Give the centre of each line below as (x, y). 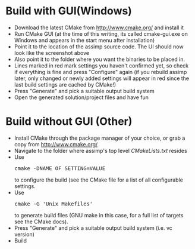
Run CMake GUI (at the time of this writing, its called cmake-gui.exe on (101, 33)
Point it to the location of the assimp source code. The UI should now (99, 47)
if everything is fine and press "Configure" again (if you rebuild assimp (100, 72)
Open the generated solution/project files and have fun (81, 97)
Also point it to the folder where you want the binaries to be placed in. (100, 59)
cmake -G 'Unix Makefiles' (54, 204)
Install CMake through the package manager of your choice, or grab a (100, 138)
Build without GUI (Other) (69, 122)
